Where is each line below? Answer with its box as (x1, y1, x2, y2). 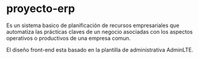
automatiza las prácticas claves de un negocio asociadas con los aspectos (6, 28, 193, 35)
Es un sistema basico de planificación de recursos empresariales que (6, 22, 180, 29)
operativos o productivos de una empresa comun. (6, 34, 131, 42)
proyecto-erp (6, 2, 75, 16)
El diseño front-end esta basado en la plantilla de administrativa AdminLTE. (6, 46, 194, 53)
